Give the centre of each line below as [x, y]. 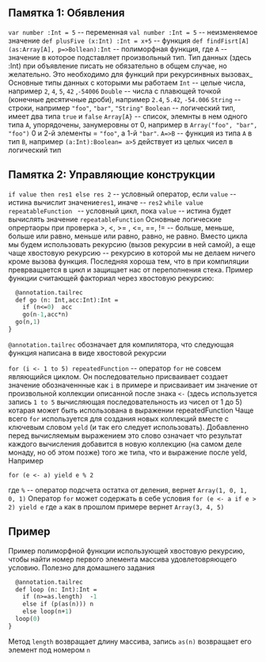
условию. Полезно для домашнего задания [82, 567]
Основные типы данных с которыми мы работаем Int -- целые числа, [127, 82]
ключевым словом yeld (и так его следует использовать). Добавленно [129, 427]
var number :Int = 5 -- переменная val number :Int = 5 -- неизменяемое [133, 32]
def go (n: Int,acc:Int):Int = [67, 300]
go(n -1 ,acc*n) [46, 315]
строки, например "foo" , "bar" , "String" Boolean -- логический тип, [122, 108]
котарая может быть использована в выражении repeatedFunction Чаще [131, 410]
